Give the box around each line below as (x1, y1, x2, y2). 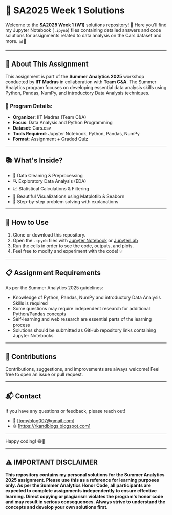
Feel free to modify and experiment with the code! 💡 (12, 248, 123, 254)
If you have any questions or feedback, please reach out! (5, 408, 125, 414)
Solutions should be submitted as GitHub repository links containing (12, 327, 156, 333)
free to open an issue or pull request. (5, 371, 83, 378)
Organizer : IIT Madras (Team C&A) (12, 114, 87, 120)
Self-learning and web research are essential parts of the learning (12, 316, 152, 323)
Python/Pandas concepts (12, 311, 67, 317)
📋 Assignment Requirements (5, 269, 101, 277)
